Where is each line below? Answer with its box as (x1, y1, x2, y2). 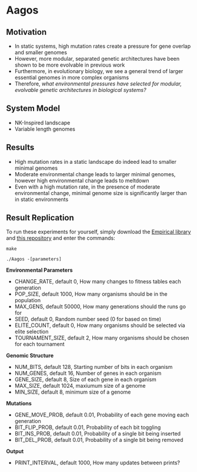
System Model (6, 104, 61, 114)
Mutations (6, 400, 32, 407)
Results (6, 143, 35, 153)
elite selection (14, 328, 49, 335)
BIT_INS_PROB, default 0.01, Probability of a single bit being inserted (14, 430, 181, 437)
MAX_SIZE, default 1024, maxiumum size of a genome (14, 382, 146, 390)
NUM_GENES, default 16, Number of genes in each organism (14, 369, 162, 377)
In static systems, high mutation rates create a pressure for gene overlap (14, 42, 191, 49)
